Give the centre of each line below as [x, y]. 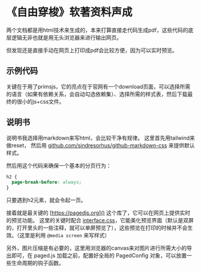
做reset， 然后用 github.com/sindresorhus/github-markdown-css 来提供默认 [100, 145]
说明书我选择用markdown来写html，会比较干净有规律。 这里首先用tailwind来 [100, 138]
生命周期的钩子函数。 [37, 263]
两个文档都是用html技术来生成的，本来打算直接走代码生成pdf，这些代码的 [97, 30]
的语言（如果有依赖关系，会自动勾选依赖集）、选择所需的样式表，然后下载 [97, 94]
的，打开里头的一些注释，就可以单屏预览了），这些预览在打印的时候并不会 [97, 228]
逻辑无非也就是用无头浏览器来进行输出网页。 [66, 37]
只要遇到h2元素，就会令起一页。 [46, 200]
